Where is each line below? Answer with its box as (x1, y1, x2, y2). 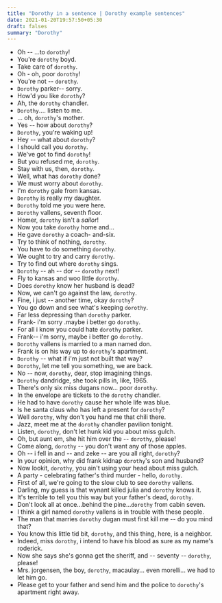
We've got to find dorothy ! (16, 150, 91, 159)
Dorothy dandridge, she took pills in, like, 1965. (16, 376, 149, 385)
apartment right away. (16, 588, 79, 596)
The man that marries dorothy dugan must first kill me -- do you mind (16, 515, 213, 523)
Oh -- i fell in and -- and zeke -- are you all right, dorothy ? (16, 449, 180, 457)
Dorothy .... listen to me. (16, 106, 82, 115)
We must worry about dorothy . (16, 179, 103, 187)
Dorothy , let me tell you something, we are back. (16, 362, 153, 370)
